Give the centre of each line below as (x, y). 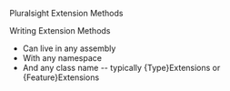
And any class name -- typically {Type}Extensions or (121, 68)
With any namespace (62, 58)
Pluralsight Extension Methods (66, 13)
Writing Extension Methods (60, 30)
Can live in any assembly (69, 48)
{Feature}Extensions (61, 77)
